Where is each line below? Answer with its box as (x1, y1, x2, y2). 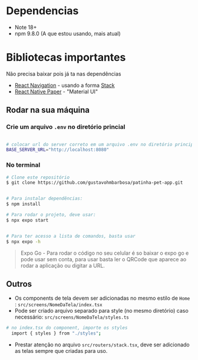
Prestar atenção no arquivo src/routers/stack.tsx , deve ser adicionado (14, 341, 190, 348)
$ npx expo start (6, 217, 49, 223)
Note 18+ (14, 24, 37, 31)
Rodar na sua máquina (6, 105, 90, 115)
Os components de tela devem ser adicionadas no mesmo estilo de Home (14, 294, 190, 302)
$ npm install (6, 201, 41, 207)
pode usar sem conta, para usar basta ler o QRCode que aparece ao (20, 255, 187, 262)
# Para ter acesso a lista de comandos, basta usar (6, 233, 136, 239)
